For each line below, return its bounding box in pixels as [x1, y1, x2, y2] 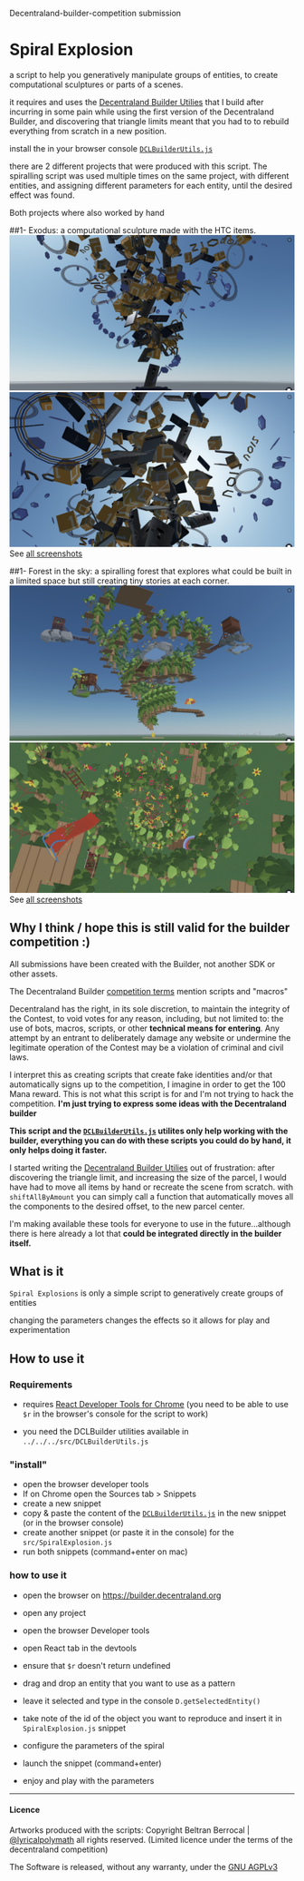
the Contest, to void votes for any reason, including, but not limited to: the [9, 1013, 284, 1024]
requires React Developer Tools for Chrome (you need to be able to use [22, 1399, 290, 1410]
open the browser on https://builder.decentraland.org [22, 1590, 222, 1601]
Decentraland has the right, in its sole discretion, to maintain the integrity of [9, 1003, 290, 1014]
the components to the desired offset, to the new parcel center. [9, 1200, 245, 1211]
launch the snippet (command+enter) [22, 1758, 162, 1768]
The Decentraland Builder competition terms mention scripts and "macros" [9, 985, 289, 996]
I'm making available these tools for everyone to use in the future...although [9, 1218, 291, 1229]
